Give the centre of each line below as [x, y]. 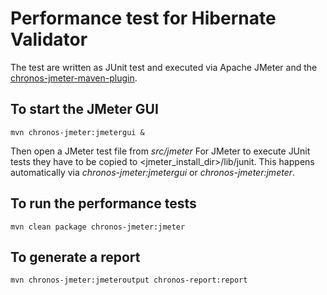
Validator [49, 39]
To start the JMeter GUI [84, 109]
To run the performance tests [103, 203]
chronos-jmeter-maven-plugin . [74, 78]
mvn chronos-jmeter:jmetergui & [77, 132]
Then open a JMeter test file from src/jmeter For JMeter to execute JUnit [160, 151]
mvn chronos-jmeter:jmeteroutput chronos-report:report [129, 280]
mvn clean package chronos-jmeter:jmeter [98, 227]
